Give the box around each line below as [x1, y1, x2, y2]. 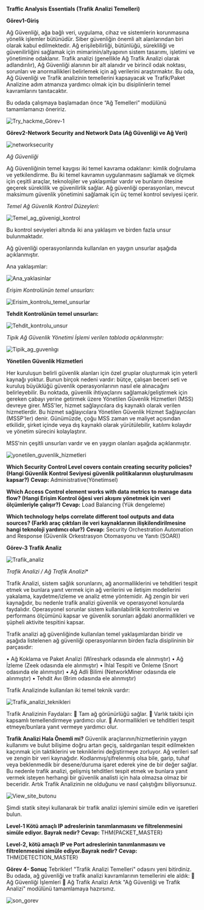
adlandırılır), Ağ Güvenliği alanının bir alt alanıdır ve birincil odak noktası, [6, 61, 187, 68]
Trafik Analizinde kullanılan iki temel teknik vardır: [6, 686, 130, 694]
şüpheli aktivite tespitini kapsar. [6, 619, 85, 625]
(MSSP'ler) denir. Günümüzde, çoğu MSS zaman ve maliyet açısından [6, 415, 181, 422]
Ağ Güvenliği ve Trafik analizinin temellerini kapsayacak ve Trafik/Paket [6, 75, 185, 81]
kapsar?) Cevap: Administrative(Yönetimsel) [6, 476, 119, 483]
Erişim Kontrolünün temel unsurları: [6, 286, 94, 294]
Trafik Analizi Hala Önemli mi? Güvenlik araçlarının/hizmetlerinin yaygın [6, 735, 187, 742]
